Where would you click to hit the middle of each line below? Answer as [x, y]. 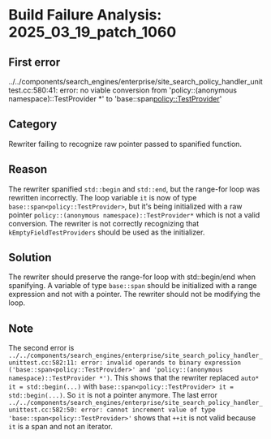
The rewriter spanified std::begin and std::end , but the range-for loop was [134, 189]
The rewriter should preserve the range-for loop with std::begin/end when [132, 277]
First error [34, 62]
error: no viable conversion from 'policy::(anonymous [148, 90]
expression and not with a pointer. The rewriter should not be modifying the [135, 295]
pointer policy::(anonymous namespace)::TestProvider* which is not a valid [134, 215]
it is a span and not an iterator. [61, 427]
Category [33, 125]
